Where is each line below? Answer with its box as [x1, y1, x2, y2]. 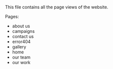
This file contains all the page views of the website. [5, 4, 109, 10]
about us [12, 23, 30, 29]
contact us [12, 34, 34, 39]
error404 [12, 39, 31, 45]
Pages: [5, 14, 19, 19]
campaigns [12, 28, 35, 34]
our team [12, 54, 31, 60]
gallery [12, 44, 26, 49]
